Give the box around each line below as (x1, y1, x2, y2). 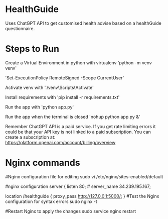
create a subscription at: (5, 134, 56, 140)
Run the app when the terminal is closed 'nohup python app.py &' (5, 114, 140, 120)
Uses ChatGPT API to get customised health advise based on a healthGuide (5, 20, 162, 26)
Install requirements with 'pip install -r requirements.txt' (5, 94, 120, 100)
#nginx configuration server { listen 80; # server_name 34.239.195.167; (5, 183, 151, 189)
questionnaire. (5, 25, 35, 31)
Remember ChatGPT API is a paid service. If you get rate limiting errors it (5, 123, 156, 129)
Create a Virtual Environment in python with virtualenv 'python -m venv (5, 59, 152, 66)
